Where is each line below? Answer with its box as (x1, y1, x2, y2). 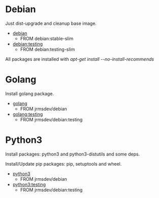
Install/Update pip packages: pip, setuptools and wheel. (5, 161, 122, 167)
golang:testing (12, 111, 43, 117)
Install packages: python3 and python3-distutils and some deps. (5, 151, 140, 157)
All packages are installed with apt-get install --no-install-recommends (5, 56, 154, 62)
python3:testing (12, 181, 46, 187)
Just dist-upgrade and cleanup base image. (5, 20, 97, 26)
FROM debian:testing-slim (20, 46, 75, 52)
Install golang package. (5, 90, 54, 97)
